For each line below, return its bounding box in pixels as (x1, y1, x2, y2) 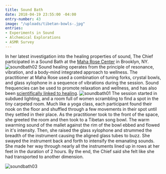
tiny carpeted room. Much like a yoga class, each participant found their (5, 100, 152, 107)
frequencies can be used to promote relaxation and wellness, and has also (5, 85, 157, 91)
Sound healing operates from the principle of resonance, (38, 64, 155, 70)
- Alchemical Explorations (5, 35, 61, 40)
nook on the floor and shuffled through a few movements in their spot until (5, 106, 157, 112)
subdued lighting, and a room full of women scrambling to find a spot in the (5, 95, 159, 101)
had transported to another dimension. (5, 154, 84, 160)
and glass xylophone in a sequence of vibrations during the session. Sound (5, 80, 159, 86)
